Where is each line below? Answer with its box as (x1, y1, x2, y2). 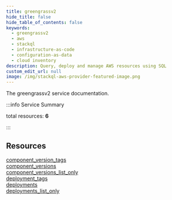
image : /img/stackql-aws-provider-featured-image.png (6, 74, 141, 80)
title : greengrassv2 (6, 8, 57, 15)
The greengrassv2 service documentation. (6, 90, 109, 97)
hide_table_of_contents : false (6, 19, 83, 25)
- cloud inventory (11, 57, 57, 63)
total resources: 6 (6, 112, 49, 120)
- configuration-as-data (11, 52, 72, 58)
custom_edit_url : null (6, 68, 62, 74)
